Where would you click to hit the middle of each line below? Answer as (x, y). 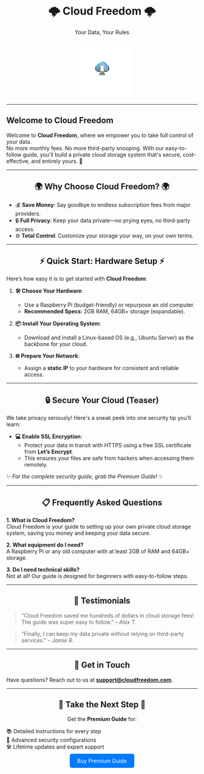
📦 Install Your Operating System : (58, 324)
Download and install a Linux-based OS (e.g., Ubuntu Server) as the (109, 338)
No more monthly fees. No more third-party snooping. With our (85, 148)
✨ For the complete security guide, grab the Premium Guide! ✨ (85, 476)
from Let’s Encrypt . (49, 452)
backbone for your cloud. (56, 344)
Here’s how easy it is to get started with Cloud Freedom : (77, 279)
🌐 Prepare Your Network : (47, 356)
